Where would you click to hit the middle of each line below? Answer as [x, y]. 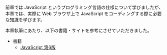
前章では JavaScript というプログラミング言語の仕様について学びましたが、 [84, 7]
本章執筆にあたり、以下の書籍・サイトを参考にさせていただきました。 [79, 30]
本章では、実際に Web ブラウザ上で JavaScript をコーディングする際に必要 [83, 13]
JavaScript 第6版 [38, 47]
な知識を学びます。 [25, 20]
